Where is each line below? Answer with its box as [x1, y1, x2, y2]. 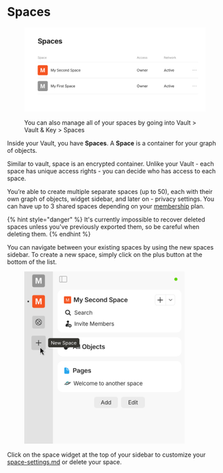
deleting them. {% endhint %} [7, 230, 91, 238]
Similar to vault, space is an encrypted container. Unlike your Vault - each [7, 159, 214, 168]
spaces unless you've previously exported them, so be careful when [7, 222, 200, 230]
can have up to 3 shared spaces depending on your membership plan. [7, 202, 205, 210]
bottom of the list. [7, 258, 57, 266]
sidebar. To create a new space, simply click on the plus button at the [7, 250, 203, 258]
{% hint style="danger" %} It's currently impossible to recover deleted [7, 215, 205, 223]
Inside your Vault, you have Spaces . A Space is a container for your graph [7, 138, 217, 147]
